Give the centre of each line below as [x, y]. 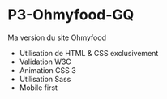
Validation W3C [45, 62]
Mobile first [39, 88]
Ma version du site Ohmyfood [57, 37]
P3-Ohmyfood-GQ [71, 15]
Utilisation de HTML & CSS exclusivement [89, 53]
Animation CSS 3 [47, 70]
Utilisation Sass [45, 79]
